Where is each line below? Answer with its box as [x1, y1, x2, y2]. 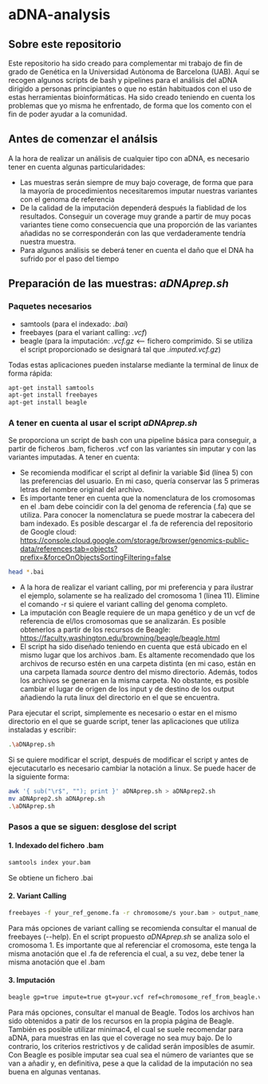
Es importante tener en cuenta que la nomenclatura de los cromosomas [19, 493, 255, 503]
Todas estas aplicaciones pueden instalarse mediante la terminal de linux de [8, 360, 259, 369]
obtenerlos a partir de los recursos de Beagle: [19, 625, 171, 635]
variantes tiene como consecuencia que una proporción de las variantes [19, 219, 258, 229]
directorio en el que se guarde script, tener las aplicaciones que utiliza [8, 716, 239, 727]
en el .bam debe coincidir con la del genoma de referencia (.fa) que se [19, 502, 251, 511]
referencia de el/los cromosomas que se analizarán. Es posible [19, 617, 227, 626]
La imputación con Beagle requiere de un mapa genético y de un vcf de [19, 608, 255, 617]
